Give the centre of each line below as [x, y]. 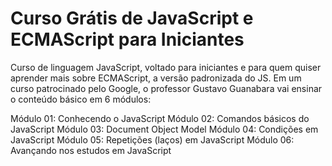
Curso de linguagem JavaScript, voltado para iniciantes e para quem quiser [166, 67]
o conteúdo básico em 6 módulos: [81, 99]
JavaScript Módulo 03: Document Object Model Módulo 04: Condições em [164, 129]
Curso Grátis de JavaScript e [132, 18]
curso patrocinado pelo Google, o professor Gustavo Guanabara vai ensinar [166, 88]
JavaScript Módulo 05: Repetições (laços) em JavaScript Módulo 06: [152, 139]
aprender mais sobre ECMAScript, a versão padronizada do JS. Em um [156, 78]
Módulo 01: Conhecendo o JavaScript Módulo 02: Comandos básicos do [160, 118]
